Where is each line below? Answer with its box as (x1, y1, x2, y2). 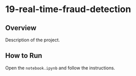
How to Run (5, 51, 42, 60)
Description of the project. (5, 37, 60, 43)
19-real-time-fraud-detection (5, 4, 131, 15)
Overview (5, 24, 37, 32)
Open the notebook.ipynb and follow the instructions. (5, 64, 115, 71)
